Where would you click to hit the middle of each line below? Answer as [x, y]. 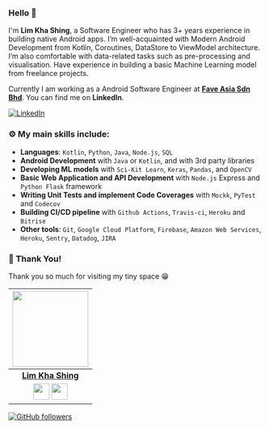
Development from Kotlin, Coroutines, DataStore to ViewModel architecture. [134, 48]
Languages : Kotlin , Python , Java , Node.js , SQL [97, 152]
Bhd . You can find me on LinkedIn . [66, 98]
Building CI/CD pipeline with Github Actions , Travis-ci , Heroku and [132, 212]
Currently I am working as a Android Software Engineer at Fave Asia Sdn [129, 89]
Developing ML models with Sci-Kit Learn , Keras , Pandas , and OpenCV [136, 169]
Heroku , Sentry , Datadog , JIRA [68, 238]
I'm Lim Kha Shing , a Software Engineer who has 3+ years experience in [129, 31]
